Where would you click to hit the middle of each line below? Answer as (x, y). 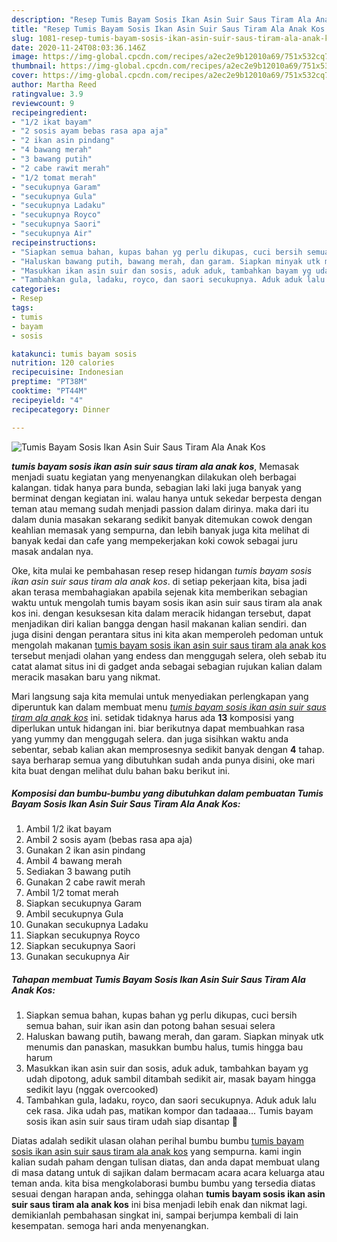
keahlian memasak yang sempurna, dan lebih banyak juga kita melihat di (160, 530)
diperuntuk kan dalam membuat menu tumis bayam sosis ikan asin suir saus (169, 707)
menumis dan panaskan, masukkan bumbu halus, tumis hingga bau (164, 1047)
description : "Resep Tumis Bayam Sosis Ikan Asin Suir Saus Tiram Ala (161, 19)
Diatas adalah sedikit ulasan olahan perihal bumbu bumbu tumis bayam (157, 1141)
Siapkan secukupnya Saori (80, 946)
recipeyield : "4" (47, 400)
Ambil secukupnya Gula (74, 914)
